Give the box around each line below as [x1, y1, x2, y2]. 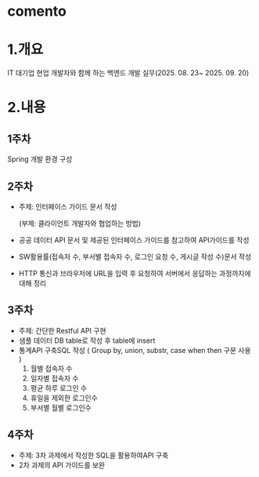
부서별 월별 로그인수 [30, 402, 92, 412]
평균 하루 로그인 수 [30, 383, 88, 392]
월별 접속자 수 [30, 363, 73, 373]
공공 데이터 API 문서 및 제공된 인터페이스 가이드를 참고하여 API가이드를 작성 [18, 235, 250, 245]
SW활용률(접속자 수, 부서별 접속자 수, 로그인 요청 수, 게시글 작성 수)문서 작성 [18, 252, 252, 261]
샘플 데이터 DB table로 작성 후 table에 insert [18, 336, 156, 345]
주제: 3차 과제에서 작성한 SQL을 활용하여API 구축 [18, 450, 169, 460]
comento [7, 2, 67, 20]
